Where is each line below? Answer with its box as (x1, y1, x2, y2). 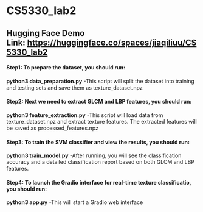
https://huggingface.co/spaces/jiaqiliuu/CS (27, 37, 197, 48)
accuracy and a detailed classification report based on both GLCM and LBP (6, 158, 195, 166)
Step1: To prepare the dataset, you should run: (6, 64, 126, 71)
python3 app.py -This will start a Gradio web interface (6, 199, 143, 206)
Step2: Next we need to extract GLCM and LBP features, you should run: (6, 98, 192, 105)
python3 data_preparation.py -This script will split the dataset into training (6, 77, 194, 85)
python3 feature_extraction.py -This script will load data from (6, 111, 163, 119)
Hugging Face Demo (6, 28, 85, 38)
